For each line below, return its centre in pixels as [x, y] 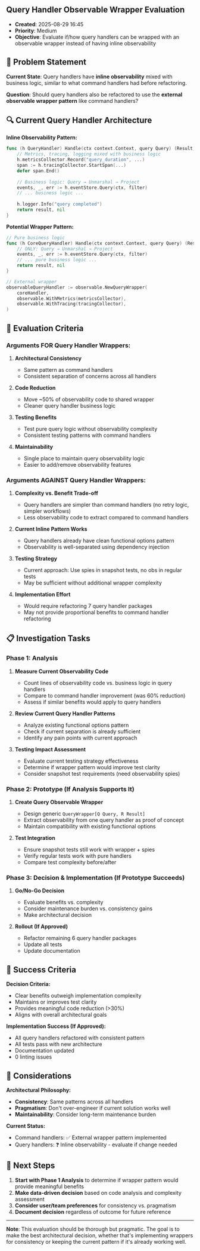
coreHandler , [33, 293]
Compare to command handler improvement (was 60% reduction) [104, 695]
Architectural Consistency [48, 358]
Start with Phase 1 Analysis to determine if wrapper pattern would [96, 1180]
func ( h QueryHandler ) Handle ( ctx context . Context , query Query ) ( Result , [101, 149]
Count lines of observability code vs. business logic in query [98, 683]
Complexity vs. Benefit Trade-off [56, 493]
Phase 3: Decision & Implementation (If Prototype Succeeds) [96, 878]
